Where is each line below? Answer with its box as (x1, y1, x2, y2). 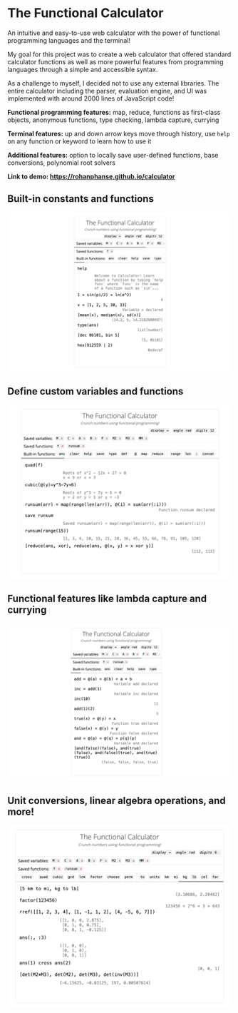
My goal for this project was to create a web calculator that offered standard (7, 50, 232, 58)
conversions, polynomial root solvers (7, 158, 116, 167)
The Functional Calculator (7, 5, 164, 21)
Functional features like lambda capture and (7, 593, 207, 605)
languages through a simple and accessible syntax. (7, 65, 158, 73)
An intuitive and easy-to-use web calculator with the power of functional (7, 29, 220, 37)
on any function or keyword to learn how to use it (7, 137, 152, 146)
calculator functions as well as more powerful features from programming (7, 57, 224, 66)
